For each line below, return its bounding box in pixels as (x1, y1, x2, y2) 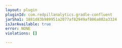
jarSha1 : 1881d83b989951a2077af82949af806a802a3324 (5, 17, 117, 22)
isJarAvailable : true (5, 21, 51, 27)
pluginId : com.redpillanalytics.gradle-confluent (5, 12, 113, 17)
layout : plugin (5, 7, 38, 13)
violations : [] (5, 31, 38, 36)
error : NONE (5, 26, 30, 31)
